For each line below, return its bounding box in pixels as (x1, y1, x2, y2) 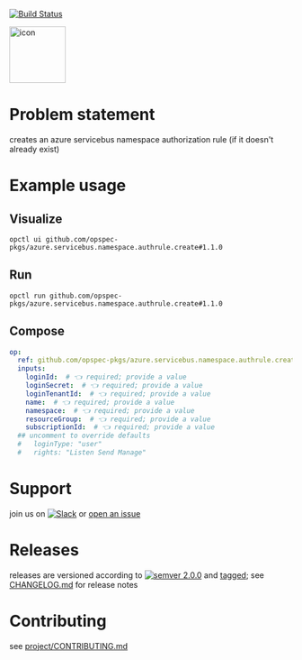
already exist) (9, 143, 60, 154)
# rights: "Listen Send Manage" (17, 448, 147, 457)
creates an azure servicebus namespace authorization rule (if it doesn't (9, 133, 274, 144)
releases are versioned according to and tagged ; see (9, 569, 265, 581)
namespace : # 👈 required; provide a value (25, 406, 195, 415)
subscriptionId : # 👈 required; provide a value (25, 423, 216, 432)
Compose (9, 324, 65, 339)
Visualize (9, 211, 63, 226)
